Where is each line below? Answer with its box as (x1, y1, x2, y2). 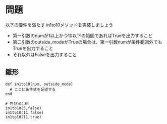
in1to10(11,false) (5, 110, 44, 115)
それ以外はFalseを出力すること (12, 51, 77, 58)
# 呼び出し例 (5, 101, 29, 106)
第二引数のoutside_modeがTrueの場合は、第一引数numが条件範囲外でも (12, 38, 162, 45)
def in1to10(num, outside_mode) (5, 81, 73, 87)
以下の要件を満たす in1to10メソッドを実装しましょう (5, 22, 114, 28)
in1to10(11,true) (5, 114, 42, 119)
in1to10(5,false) (5, 105, 42, 111)
